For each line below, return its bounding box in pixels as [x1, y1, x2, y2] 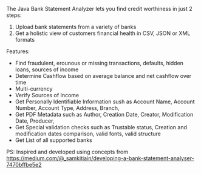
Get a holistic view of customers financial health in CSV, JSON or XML [15, 30, 191, 37]
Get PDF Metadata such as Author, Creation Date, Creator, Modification [15, 111, 194, 118]
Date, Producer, [15, 117, 55, 124]
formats [15, 36, 35, 43]
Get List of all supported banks [15, 137, 92, 144]
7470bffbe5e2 [6, 161, 42, 168]
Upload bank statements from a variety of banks [15, 24, 137, 30]
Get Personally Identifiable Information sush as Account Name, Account [15, 98, 195, 105]
